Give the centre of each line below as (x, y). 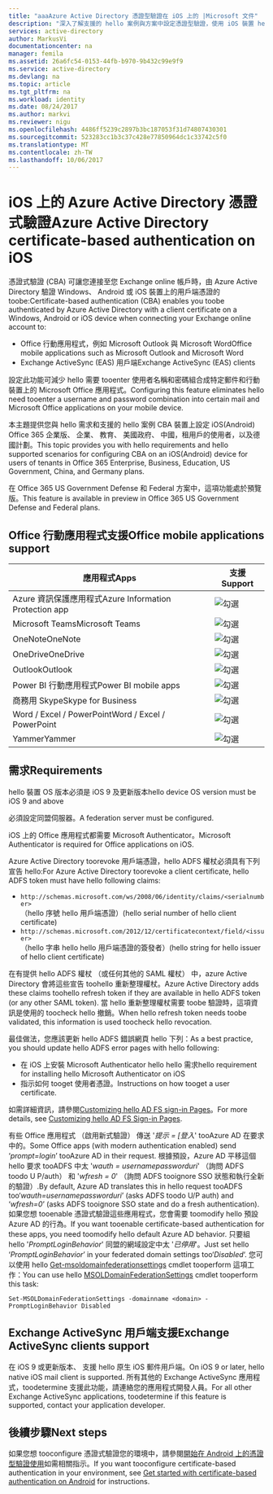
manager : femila (36, 54)
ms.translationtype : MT (49, 145)
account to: (28, 327)
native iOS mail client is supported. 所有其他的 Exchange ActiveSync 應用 (131, 1377)
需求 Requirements (56, 771)
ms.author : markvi (39, 115)
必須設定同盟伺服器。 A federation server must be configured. (111, 817)
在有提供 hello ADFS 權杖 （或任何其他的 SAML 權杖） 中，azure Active (128, 973)
